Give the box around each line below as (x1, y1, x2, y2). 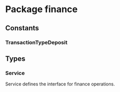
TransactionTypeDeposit (5, 39, 68, 46)
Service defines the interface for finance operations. (5, 81, 115, 87)
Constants (5, 24, 39, 32)
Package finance (5, 4, 78, 15)
